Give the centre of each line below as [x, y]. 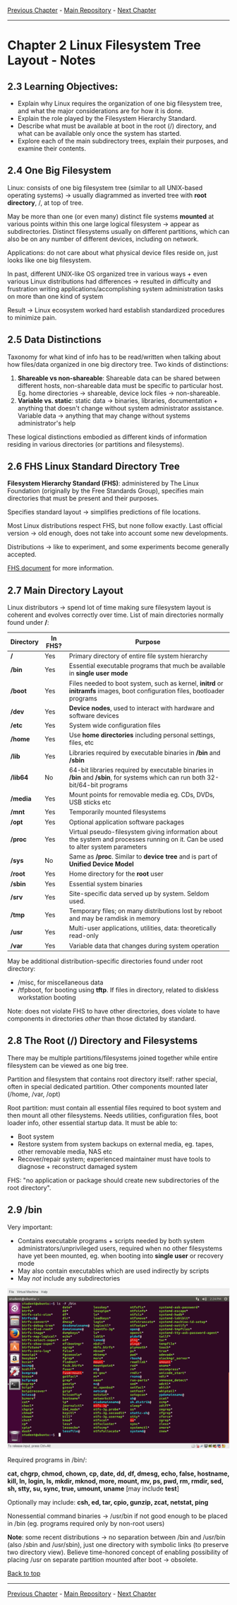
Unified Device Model [102, 864]
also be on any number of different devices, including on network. [103, 239]
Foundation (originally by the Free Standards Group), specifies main [105, 491]
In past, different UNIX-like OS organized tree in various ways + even [108, 274]
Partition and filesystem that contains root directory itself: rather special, [113, 1079]
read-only [84, 936]
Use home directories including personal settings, [142, 735]
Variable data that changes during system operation [144, 946]
